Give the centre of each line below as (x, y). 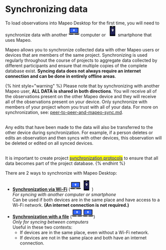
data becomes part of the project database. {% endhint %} (65, 163)
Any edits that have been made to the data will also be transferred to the (79, 127)
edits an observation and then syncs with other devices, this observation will (83, 137)
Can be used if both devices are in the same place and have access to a (86, 200)
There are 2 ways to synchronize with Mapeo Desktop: (61, 173)
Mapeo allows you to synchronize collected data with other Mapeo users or (82, 50)
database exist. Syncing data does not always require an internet (73, 71)
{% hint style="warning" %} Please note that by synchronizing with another (83, 86)
